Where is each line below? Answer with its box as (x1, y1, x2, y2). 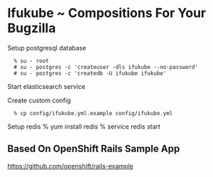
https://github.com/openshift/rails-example (7, 161, 133, 170)
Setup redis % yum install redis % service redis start (7, 122, 161, 131)
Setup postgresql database (7, 43, 87, 52)
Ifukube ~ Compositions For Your (7, 5, 207, 21)
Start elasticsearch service (7, 82, 86, 90)
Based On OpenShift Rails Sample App (7, 143, 180, 155)
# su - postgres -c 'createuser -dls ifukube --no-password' (13, 63, 199, 70)
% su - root (13, 57, 50, 65)
